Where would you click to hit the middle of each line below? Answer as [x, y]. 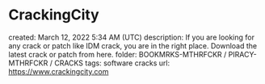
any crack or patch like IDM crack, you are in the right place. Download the [132, 45]
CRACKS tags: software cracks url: [112, 63]
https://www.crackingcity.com [59, 71]
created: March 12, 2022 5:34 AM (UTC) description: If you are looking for [131, 37]
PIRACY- [242, 54]
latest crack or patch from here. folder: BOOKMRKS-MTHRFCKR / [118, 54]
